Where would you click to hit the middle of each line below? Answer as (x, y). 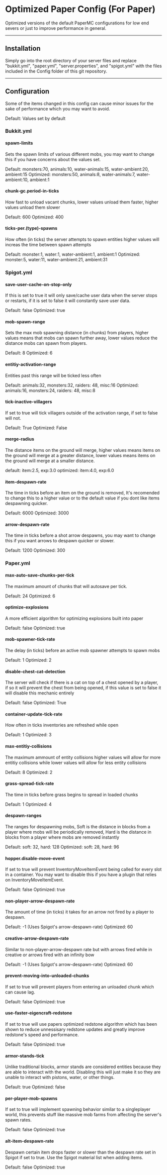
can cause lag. (20, 992)
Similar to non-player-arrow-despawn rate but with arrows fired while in (79, 949)
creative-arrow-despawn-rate (37, 938)
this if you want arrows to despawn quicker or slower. (60, 541)
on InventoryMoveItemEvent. (35, 880)
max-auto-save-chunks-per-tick (40, 575)
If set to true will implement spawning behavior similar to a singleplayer (78, 1109)
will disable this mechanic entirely (40, 693)
